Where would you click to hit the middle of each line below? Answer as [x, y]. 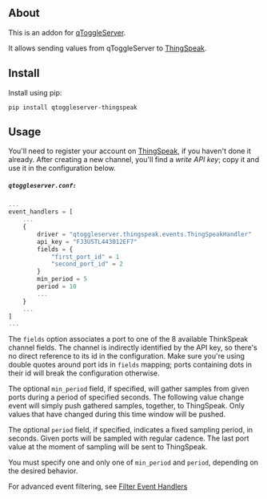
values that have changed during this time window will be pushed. [117, 414]
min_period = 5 [62, 279]
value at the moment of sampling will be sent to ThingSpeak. [108, 447]
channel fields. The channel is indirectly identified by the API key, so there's [133, 347]
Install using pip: [35, 92]
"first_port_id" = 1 [85, 257]
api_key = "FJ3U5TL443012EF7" [87, 241]
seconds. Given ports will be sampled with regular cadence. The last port [129, 438]
